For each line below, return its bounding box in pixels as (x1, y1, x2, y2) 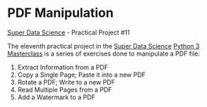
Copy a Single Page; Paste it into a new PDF (17, 70, 146, 79)
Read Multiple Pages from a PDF (17, 85, 112, 94)
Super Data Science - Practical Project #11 (7, 28, 130, 37)
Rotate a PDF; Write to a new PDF (17, 77, 115, 86)
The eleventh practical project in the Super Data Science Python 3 (7, 42, 200, 50)
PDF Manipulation (7, 5, 114, 21)
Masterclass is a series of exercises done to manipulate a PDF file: (7, 49, 200, 58)
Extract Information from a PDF (17, 63, 108, 71)
